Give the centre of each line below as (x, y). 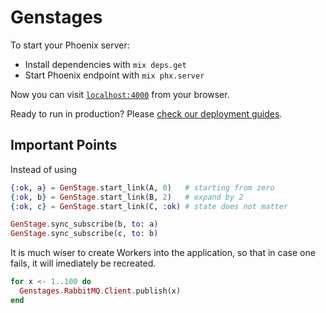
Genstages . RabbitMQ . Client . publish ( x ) (100, 291)
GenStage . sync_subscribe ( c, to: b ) (84, 234)
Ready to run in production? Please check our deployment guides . (146, 113)
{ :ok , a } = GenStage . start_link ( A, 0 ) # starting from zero (142, 187)
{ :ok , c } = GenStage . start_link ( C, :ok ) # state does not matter (149, 206)
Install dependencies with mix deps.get (105, 64)
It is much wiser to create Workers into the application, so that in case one (163, 253)
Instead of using (43, 169)
